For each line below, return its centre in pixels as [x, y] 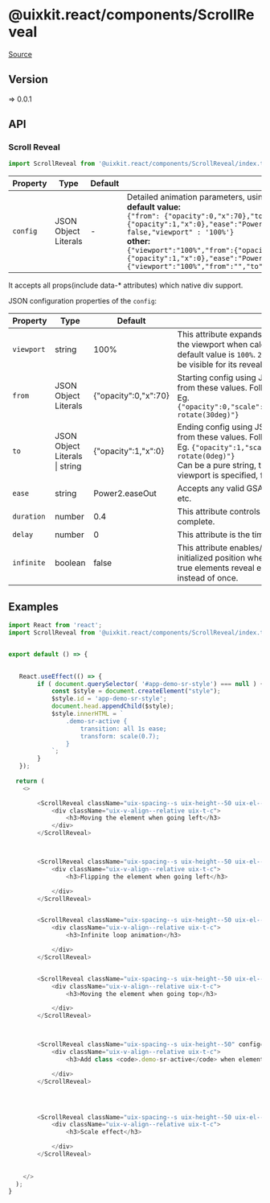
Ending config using [215, 427]
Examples [33, 607]
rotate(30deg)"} [208, 415]
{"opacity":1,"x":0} [129, 451]
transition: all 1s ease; [123, 729]
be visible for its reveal [220, 365]
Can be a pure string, [217, 465]
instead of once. [208, 578]
